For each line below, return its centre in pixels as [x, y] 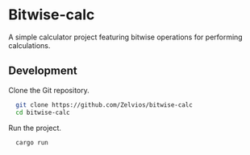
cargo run [32, 142]
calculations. [29, 45]
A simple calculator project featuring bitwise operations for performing [126, 37]
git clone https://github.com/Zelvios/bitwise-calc [104, 105]
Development [43, 71]
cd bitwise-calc [43, 112]
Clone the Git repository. [49, 90]
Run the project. [35, 128]
